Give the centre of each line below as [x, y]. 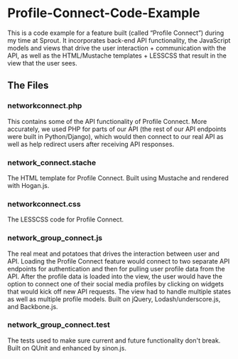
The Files [28, 86]
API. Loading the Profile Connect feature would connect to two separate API [119, 261]
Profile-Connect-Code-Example [104, 13]
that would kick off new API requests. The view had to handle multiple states [119, 291]
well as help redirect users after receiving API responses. [91, 144]
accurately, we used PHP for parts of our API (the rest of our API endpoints [117, 129]
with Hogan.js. [28, 185]
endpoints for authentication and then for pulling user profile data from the [116, 269]
